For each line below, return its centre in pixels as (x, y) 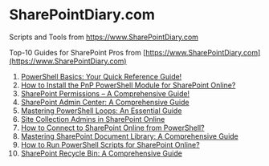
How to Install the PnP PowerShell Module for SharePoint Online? (128, 85)
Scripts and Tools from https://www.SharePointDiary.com (104, 37)
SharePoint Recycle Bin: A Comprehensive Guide (102, 153)
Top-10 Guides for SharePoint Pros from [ (77, 52)
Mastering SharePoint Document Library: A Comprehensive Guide (130, 136)
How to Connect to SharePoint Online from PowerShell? (112, 128)
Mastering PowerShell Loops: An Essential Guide (101, 111)
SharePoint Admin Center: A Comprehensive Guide (105, 102)
